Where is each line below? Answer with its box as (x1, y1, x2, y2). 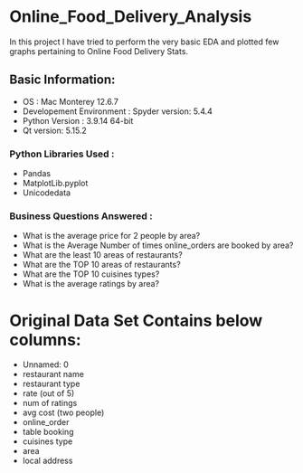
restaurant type (22, 378, 80, 390)
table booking (22, 427, 74, 438)
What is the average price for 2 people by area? (22, 231, 201, 241)
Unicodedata (22, 187, 71, 198)
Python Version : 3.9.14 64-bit (22, 115, 134, 126)
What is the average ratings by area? (22, 279, 160, 289)
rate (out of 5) (22, 388, 75, 399)
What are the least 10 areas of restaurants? (22, 250, 183, 260)
